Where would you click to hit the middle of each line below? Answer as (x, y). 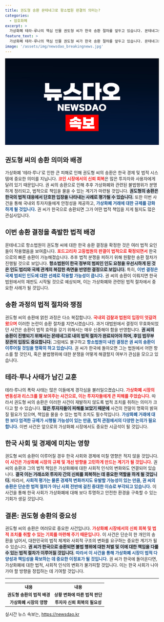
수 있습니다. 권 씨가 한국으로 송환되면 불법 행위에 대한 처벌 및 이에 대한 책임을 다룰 (82, 547)
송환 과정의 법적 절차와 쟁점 (43, 305)
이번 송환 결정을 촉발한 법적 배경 (50, 232)
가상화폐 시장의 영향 (29, 602)
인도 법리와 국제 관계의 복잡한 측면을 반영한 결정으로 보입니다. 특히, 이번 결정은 (84, 269)
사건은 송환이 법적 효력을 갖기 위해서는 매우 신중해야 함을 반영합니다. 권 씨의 (82, 330)
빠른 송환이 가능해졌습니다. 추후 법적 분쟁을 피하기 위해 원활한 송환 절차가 (88, 257)
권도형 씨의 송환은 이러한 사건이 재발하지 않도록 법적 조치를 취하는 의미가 (83, 402)
